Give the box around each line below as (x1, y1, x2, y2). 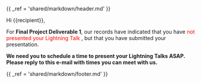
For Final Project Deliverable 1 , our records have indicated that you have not (6, 28, 195, 35)
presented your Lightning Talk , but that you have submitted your (6, 35, 166, 41)
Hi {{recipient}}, (6, 17, 46, 23)
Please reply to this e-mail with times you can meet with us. (6, 59, 158, 66)
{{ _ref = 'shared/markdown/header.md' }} (6, 5, 111, 12)
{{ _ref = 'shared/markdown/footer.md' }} (6, 70, 108, 77)
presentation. (6, 41, 39, 48)
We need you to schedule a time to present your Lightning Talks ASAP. (6, 53, 185, 59)
